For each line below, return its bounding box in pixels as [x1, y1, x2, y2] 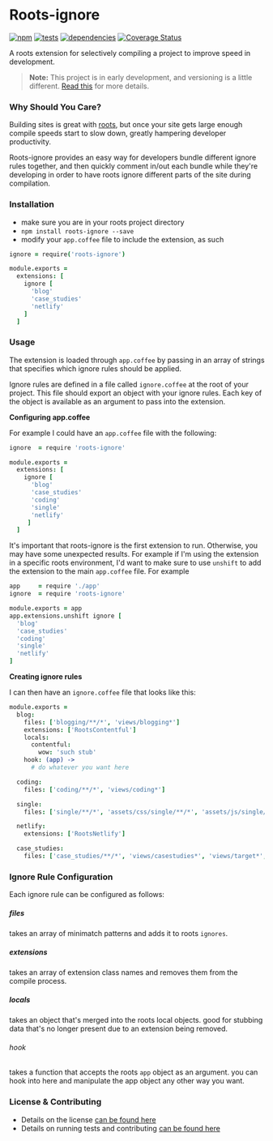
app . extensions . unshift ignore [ [9, 612, 122, 620]
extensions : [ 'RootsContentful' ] [23, 725, 137, 734]
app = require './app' [9, 582, 100, 591]
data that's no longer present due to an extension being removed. [9, 1023, 228, 1034]
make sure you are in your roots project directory [20, 217, 185, 227]
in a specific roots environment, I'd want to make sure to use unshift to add [9, 558, 262, 568]
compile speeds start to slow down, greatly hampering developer [9, 128, 227, 139]
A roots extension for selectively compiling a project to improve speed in [9, 48, 251, 58]
